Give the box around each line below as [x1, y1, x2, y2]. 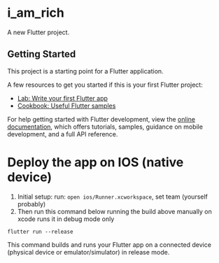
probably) [17, 199, 46, 208]
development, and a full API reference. [7, 129, 118, 138]
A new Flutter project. [7, 28, 70, 36]
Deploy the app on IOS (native [7, 154, 184, 170]
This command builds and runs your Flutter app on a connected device [7, 240, 212, 249]
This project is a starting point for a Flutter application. [7, 66, 164, 75]
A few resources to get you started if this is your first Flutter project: [7, 80, 203, 89]
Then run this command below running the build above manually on [17, 207, 212, 215]
